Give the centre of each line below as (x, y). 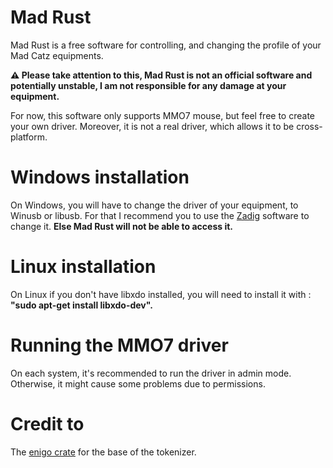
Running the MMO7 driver (119, 345)
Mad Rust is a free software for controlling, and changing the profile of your (166, 45)
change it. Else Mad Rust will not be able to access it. (121, 226)
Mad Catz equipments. (57, 55)
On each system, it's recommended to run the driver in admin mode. (151, 373)
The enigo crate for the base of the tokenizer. (103, 452)
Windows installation (100, 177)
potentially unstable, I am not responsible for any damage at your (148, 85)
